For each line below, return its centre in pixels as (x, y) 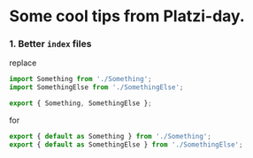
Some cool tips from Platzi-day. (127, 16)
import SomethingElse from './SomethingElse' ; (96, 87)
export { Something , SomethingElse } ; (80, 103)
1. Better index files (50, 44)
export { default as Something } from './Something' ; (111, 137)
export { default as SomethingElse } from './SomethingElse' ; (126, 144)
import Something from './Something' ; (80, 79)
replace (23, 63)
